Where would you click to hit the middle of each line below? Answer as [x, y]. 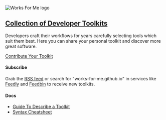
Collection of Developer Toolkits [56, 23]
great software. [21, 46]
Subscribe [16, 67]
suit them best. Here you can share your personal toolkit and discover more [83, 41]
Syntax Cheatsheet [32, 112]
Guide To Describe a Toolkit [41, 107]
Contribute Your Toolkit [29, 56]
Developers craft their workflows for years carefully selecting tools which [81, 36]
